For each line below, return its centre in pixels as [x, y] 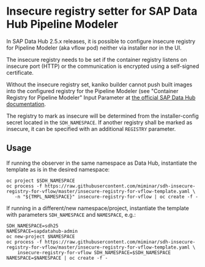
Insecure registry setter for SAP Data [102, 11]
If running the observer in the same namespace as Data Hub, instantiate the [102, 163]
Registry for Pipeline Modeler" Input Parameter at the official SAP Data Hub [101, 97]
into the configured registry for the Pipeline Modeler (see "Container [92, 91]
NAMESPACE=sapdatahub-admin [42, 231]
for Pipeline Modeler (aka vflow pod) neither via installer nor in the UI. [94, 48]
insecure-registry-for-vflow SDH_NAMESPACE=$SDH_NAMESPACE [94, 252]
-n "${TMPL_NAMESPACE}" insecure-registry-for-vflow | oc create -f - [106, 197]
